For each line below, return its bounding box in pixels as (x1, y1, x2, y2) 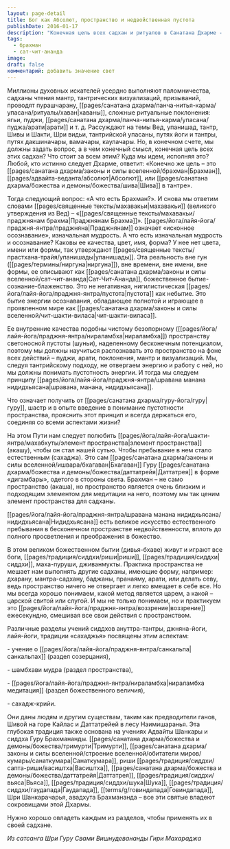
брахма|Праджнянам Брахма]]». (46, 216, 143, 224)
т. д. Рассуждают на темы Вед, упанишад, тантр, (75, 123, 218, 131)
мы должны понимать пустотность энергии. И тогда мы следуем (7, 368, 199, 376)
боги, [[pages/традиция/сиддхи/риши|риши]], (7, 553, 141, 561)
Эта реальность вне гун (137, 253, 207, 261)
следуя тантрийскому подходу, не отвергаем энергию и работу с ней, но (7, 361, 223, 369)
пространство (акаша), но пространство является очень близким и (7, 482, 206, 491)
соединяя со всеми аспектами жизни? (7, 418, 121, 426)
